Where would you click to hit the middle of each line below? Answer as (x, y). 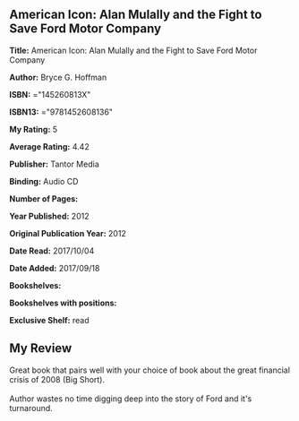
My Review (41, 348)
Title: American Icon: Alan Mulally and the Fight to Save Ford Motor (133, 50)
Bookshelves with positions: (63, 303)
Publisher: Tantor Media (55, 164)
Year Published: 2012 (49, 216)
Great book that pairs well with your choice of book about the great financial (150, 370)
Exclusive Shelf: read (49, 320)
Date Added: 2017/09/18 (55, 268)
